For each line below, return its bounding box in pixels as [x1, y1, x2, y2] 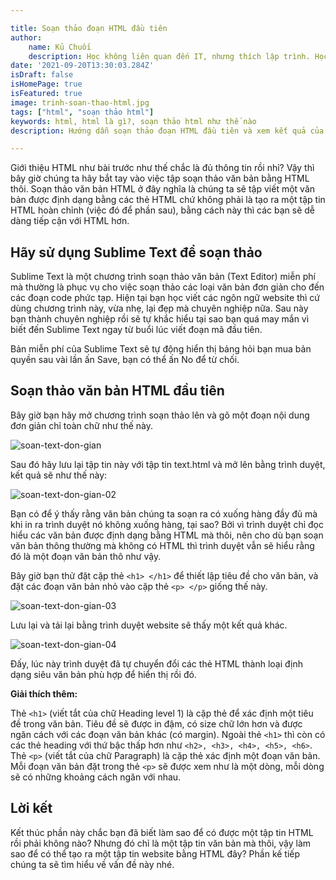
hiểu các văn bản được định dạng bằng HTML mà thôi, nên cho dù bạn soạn [10, 529, 324, 541]
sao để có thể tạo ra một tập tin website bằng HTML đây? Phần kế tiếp [10, 847, 301, 860]
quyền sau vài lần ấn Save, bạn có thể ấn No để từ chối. [10, 354, 240, 366]
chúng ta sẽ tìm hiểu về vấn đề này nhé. [10, 858, 175, 870]
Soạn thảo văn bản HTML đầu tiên [10, 382, 225, 400]
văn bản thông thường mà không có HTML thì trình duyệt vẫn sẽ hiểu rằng [10, 539, 315, 551]
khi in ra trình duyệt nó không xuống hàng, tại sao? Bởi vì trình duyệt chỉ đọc [10, 518, 324, 530]
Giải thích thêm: [10, 687, 78, 700]
